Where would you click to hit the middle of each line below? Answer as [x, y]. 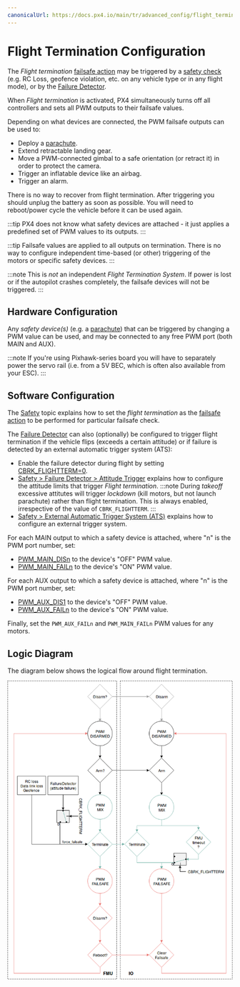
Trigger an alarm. [43, 181]
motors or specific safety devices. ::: [61, 260]
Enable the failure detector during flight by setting [91, 464]
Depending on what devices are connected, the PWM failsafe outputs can [116, 121]
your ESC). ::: [27, 373]
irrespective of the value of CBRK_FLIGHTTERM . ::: [87, 509]
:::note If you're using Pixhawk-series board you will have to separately [112, 358]
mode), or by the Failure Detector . [57, 86]
